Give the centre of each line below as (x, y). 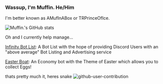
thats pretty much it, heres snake (39, 77)
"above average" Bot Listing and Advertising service (59, 52)
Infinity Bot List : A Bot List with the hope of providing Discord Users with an (82, 47)
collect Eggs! (18, 67)
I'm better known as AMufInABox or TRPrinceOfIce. (58, 18)
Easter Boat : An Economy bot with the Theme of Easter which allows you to (82, 62)
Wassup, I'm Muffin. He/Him (40, 7)
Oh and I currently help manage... (39, 37)
